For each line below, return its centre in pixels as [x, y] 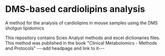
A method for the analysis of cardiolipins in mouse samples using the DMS [82, 23]
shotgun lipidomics [25, 28]
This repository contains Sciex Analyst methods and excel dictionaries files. [83, 38]
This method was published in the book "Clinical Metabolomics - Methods [81, 43]
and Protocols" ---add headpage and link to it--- [55, 48]
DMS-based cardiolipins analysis [75, 9]
